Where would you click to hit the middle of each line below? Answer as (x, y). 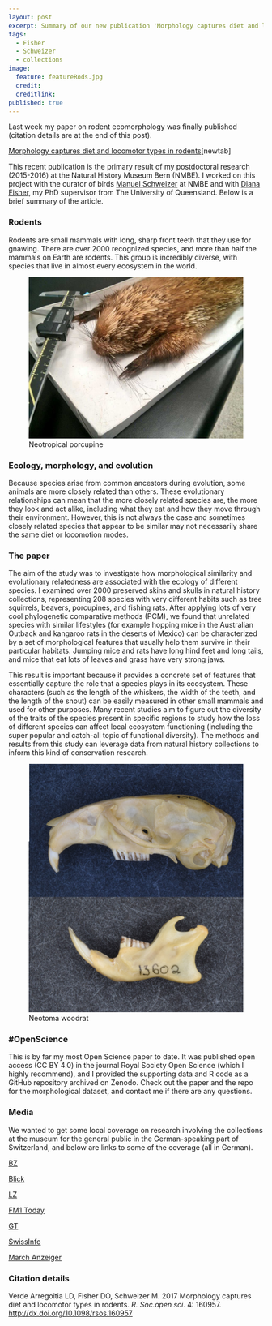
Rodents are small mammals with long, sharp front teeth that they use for (130, 240)
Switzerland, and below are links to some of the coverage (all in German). (131, 1147)
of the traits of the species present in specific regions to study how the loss (134, 719)
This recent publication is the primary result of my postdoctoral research (129, 167)
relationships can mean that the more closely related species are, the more (133, 500)
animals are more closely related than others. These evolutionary (117, 491)
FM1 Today (26, 1210)
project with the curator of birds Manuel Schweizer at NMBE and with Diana (134, 184)
